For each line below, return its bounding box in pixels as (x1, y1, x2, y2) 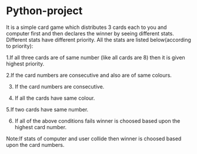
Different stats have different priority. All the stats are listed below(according (6, 36, 191, 43)
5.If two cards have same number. (6, 106, 89, 113)
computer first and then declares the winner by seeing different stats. (6, 30, 175, 37)
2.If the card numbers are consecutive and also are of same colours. (6, 71, 172, 78)
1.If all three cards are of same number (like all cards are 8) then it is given (6, 54, 185, 61)
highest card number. (14, 123, 66, 130)
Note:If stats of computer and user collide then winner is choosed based (6, 135, 182, 142)
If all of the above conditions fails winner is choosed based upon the (14, 117, 181, 124)
